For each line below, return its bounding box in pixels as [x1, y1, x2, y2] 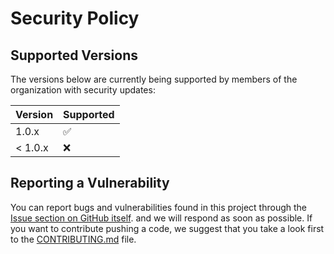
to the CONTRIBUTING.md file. [10, 233, 137, 245]
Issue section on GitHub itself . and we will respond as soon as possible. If [10, 212, 313, 224]
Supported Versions [10, 47, 138, 64]
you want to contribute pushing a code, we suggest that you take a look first [10, 222, 325, 234]
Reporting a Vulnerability [10, 175, 170, 192]
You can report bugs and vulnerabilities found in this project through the [10, 201, 307, 213]
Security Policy [10, 7, 140, 30]
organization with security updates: [10, 84, 156, 96]
